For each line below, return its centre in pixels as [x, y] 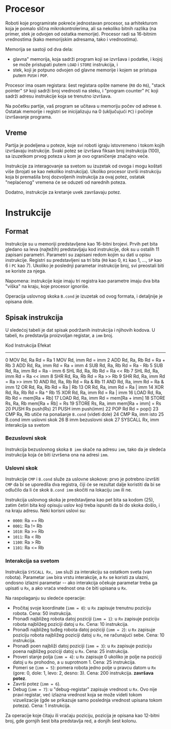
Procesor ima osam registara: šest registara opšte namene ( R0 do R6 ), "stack [85, 85]
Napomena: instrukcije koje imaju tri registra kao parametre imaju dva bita [82, 281]
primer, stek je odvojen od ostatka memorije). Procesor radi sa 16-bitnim [81, 34]
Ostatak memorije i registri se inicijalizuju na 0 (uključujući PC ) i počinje [79, 111]
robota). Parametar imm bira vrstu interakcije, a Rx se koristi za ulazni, [77, 577]
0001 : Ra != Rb [27, 526]
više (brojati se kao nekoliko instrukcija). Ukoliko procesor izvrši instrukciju [83, 171]
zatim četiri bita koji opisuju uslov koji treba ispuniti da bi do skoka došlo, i [83, 505]
